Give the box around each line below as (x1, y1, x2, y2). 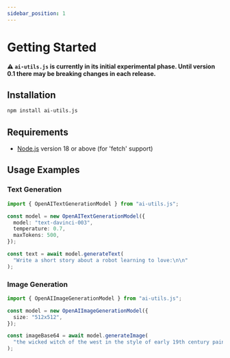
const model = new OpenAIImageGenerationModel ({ (7, 307, 149, 314)
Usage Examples (7, 164, 80, 176)
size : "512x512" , (13, 314, 63, 320)
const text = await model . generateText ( (7, 251, 125, 257)
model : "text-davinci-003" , (13, 219, 94, 226)
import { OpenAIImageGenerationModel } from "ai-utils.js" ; (7, 295, 183, 302)
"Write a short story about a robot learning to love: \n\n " (13, 257, 188, 264)
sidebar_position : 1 (7, 10, 66, 17)
